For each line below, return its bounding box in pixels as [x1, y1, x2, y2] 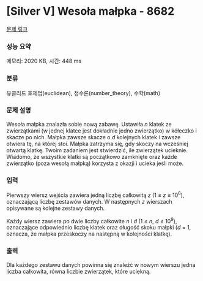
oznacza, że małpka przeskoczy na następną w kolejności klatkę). [6, 230, 172, 237]
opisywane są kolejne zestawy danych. [6, 204, 105, 212]
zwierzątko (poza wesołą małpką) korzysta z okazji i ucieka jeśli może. [6, 160, 184, 167]
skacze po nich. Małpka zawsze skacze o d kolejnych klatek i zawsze [6, 133, 181, 140]
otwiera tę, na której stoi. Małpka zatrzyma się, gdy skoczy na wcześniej [6, 140, 188, 147]
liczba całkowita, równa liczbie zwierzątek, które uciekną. [6, 268, 151, 275]
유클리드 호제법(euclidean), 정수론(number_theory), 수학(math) [6, 89, 161, 96]
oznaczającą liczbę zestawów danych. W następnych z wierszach [6, 198, 172, 205]
